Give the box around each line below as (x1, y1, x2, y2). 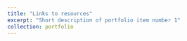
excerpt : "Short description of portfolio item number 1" (7, 17, 181, 24)
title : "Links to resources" (7, 10, 93, 17)
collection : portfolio (7, 23, 74, 30)
